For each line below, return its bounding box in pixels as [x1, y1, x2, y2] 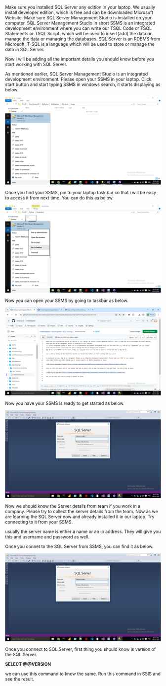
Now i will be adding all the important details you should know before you [5, 56, 155, 62]
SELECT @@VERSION [5, 661, 51, 667]
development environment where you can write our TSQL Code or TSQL [5, 25, 152, 31]
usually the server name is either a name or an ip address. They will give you [5, 529, 161, 534]
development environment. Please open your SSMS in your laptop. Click [5, 76, 152, 82]
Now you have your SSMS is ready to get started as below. [5, 400, 124, 406]
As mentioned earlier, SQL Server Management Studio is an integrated [5, 71, 148, 76]
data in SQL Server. [5, 47, 44, 52]
